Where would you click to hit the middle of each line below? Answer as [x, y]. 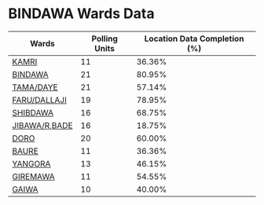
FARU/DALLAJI [39, 100]
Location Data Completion [194, 38]
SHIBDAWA [33, 112]
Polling [104, 38]
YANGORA [31, 163]
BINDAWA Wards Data [81, 14]
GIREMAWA [33, 176]
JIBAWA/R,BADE [42, 125]
